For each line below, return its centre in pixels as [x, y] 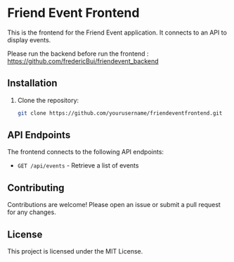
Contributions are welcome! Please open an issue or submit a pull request [114, 205]
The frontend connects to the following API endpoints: [85, 152]
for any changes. [32, 212]
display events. [29, 39]
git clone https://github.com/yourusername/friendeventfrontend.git [120, 113]
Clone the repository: [48, 100]
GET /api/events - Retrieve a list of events [78, 166]
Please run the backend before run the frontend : [78, 54]
